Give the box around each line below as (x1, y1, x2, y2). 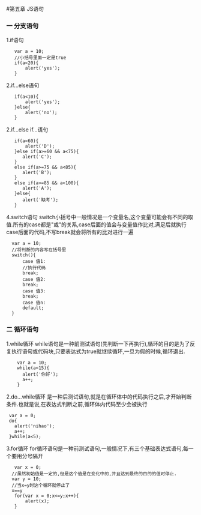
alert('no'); (25, 110, 58, 116)
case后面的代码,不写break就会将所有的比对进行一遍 (6, 229, 134, 236)
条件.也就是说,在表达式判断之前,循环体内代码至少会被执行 (6, 400, 148, 408)
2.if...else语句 (6, 82, 40, 89)
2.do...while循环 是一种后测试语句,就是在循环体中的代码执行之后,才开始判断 (6, 393, 192, 400)
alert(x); (25, 498, 50, 504)
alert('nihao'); (14, 423, 55, 429)
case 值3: (22, 288, 46, 294)
